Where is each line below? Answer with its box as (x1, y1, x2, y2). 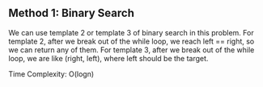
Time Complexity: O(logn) (8, 68, 95, 79)
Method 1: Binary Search (8, 6, 135, 20)
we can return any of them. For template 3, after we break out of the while (8, 44, 255, 55)
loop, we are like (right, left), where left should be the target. (8, 53, 209, 63)
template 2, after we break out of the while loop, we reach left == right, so (8, 36, 255, 46)
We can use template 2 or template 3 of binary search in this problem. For (8, 27, 254, 37)
